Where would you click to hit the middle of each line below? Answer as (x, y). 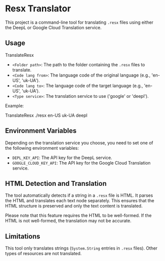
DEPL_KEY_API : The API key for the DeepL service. (62, 157)
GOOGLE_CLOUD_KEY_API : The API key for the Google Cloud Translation (82, 163)
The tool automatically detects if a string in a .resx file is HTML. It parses (79, 195)
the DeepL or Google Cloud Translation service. (53, 27)
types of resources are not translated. (44, 254)
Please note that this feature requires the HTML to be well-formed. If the (78, 216)
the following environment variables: (42, 148)
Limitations (23, 236)
